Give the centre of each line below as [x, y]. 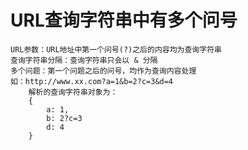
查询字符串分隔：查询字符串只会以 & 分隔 [84, 60]
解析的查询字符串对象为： [73, 92]
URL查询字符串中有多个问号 [124, 20]
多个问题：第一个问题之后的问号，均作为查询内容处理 [103, 71]
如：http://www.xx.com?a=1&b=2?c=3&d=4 [92, 81]
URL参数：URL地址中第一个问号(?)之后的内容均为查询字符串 [116, 49]
